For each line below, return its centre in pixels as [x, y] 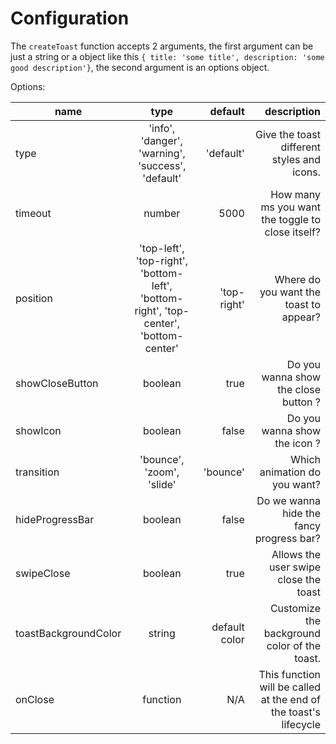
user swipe [294, 567]
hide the [301, 513]
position [34, 298]
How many [295, 194]
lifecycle [301, 724]
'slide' [162, 484]
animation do [290, 472]
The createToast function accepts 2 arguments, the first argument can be [162, 46]
